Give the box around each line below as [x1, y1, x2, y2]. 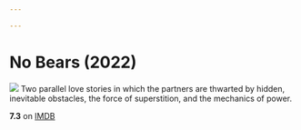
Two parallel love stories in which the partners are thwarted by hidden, [20, 83, 286, 94]
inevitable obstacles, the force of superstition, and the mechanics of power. [9, 93, 293, 104]
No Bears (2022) [9, 52, 137, 73]
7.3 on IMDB [9, 110, 56, 121]
